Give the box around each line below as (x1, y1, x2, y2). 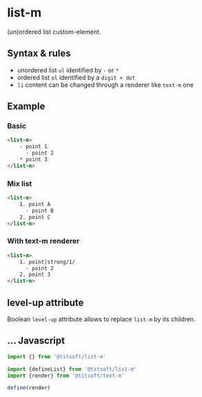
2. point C (19, 214, 51, 221)
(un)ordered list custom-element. (7, 28, 101, 36)
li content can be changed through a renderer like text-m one (17, 81, 194, 89)
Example (7, 101, 46, 112)
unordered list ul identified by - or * (17, 65, 119, 74)
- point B (25, 207, 54, 214)
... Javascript (7, 335, 65, 347)
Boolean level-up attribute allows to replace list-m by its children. (7, 315, 196, 323)
